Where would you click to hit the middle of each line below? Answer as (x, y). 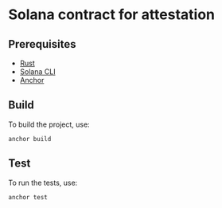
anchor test (28, 197)
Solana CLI (37, 72)
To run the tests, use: (43, 182)
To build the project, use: (49, 124)
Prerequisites (42, 44)
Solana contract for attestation (112, 15)
